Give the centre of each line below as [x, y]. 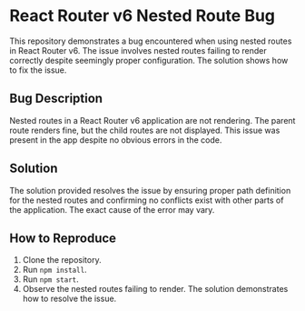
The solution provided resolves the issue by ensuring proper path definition [150, 190]
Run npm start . [50, 279]
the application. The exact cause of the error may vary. [112, 209]
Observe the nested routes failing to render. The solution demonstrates [155, 289]
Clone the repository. [62, 260]
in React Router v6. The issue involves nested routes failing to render [138, 50]
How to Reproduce [63, 238]
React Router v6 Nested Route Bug [142, 16]
